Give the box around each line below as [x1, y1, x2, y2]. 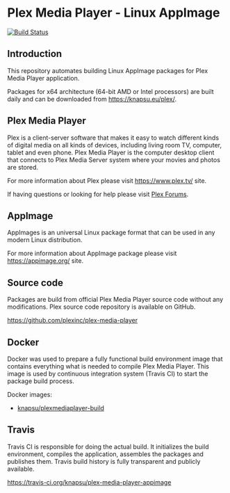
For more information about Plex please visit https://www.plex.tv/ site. [7, 176, 207, 185]
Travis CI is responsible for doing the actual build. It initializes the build [7, 442, 209, 451]
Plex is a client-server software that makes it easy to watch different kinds [7, 134, 220, 142]
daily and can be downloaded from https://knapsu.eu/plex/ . [7, 95, 177, 103]
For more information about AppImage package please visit [7, 249, 177, 258]
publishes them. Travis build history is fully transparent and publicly [7, 457, 201, 465]
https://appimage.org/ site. [7, 257, 84, 265]
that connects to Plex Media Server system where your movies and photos [7, 155, 221, 164]
